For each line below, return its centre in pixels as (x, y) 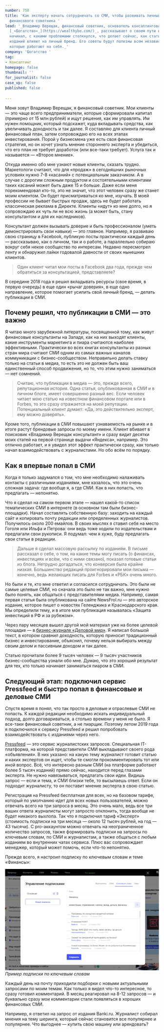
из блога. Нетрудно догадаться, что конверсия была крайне (80, 564)
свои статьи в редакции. (31, 539)
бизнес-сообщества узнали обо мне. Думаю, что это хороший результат (81, 661)
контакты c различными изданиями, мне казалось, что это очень (73, 483)
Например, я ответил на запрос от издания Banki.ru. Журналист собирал (81, 1014)
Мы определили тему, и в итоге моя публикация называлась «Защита (78, 610)
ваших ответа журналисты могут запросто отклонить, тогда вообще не (80, 811)
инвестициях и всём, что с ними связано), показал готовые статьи (87, 559)
